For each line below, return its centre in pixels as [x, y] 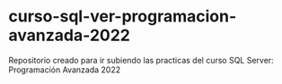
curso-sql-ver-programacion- [123, 17]
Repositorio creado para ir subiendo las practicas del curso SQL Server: [141, 60]
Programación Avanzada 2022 [65, 70]
